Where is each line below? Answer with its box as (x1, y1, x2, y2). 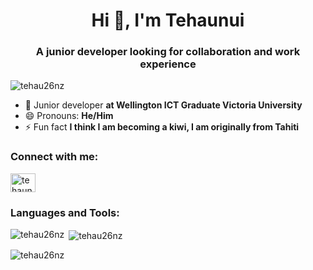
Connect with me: (10, 150, 99, 164)
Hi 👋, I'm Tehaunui (91, 9, 245, 32)
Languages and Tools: (10, 205, 120, 219)
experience (139, 57, 197, 71)
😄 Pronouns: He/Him (24, 110, 114, 122)
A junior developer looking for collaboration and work (35, 45, 301, 59)
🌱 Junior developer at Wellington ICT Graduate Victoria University (24, 99, 303, 111)
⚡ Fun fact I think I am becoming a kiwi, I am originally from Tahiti (24, 121, 300, 133)
